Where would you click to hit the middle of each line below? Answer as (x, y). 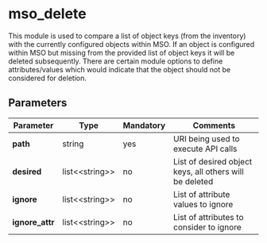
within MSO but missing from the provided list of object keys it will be (122, 52)
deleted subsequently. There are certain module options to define (116, 61)
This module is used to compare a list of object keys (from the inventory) (127, 36)
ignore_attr (33, 222)
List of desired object (213, 161)
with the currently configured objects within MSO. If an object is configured (132, 44)
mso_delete (47, 14)
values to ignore (203, 204)
